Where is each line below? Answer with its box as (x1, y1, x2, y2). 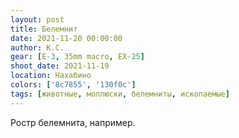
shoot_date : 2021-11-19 (10, 61, 110, 71)
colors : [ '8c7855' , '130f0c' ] (10, 80, 137, 90)
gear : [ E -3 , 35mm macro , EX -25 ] (10, 52, 145, 62)
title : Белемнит (10, 24, 78, 34)
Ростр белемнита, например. (10, 116, 136, 128)
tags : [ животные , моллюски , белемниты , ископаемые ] (10, 89, 230, 99)
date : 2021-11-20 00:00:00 (10, 33, 123, 43)
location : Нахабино (10, 71, 92, 81)
